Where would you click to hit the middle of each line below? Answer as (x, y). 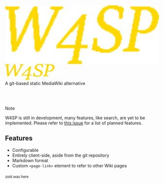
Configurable (25, 150)
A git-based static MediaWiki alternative (45, 83)
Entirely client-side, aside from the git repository (61, 155)
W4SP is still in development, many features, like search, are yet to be (75, 118)
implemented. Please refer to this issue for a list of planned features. (74, 123)
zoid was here (17, 177)
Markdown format (30, 160)
